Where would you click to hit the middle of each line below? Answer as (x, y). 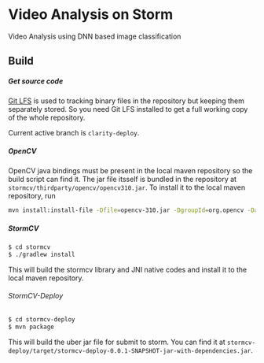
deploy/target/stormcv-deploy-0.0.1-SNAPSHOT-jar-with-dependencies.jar (130, 351)
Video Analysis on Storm (91, 15)
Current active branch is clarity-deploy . (74, 133)
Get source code (36, 81)
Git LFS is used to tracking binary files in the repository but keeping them (126, 101)
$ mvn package (31, 327)
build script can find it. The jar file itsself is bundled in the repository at (123, 180)
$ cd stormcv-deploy (42, 320)
